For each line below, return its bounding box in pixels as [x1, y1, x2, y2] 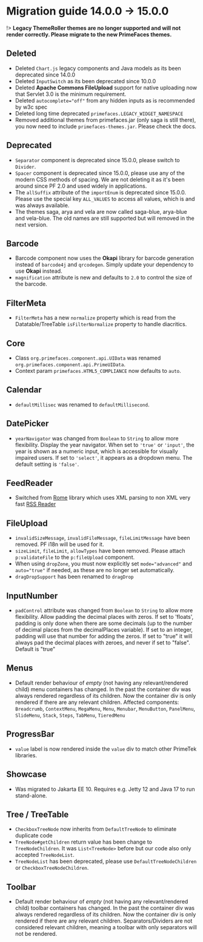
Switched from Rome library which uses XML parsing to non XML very [15, 494, 191, 502]
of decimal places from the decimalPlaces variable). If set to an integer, [15, 626, 193, 633]
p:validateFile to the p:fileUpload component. [15, 554, 135, 561]
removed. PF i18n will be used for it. [15, 541, 104, 548]
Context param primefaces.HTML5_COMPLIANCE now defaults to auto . [15, 367, 182, 374]
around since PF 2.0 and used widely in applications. [15, 182, 147, 189]
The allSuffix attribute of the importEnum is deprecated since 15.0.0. [15, 188, 187, 196]
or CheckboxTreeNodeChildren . [15, 864, 89, 872]
